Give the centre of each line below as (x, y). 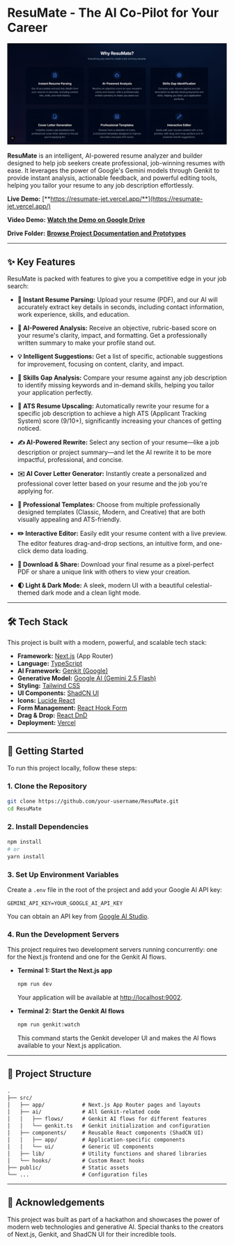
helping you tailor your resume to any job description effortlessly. (101, 186)
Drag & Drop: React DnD (52, 715)
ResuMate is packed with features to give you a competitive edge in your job (117, 279)
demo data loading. (60, 551)
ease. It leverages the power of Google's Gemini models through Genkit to (114, 171)
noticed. (29, 428)
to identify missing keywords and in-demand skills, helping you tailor (116, 385)
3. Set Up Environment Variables (63, 874)
